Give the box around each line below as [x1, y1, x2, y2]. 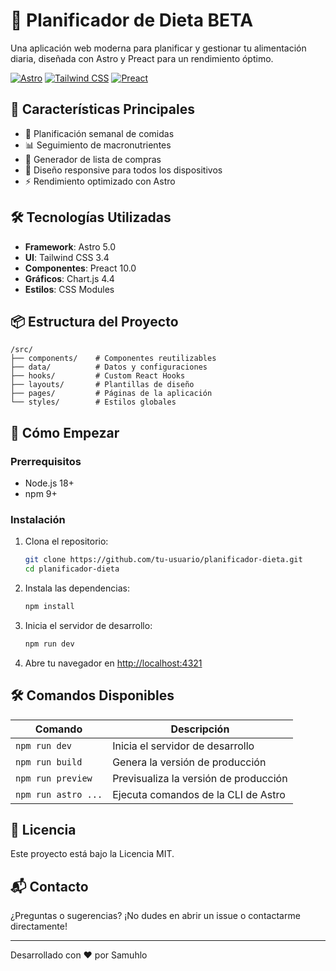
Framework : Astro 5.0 [24, 240, 117, 253]
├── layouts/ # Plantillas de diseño [10, 380, 195, 390]
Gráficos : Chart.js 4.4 [24, 272, 115, 284]
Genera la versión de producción [112, 755, 267, 769]
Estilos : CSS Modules [24, 283, 115, 295]
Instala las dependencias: [24, 582, 130, 594]
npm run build [15, 756, 83, 768]
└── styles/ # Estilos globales [10, 397, 177, 408]
